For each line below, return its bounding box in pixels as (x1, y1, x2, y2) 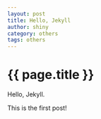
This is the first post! (7, 104, 67, 113)
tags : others (7, 37, 46, 44)
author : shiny (7, 23, 49, 30)
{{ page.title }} (7, 67, 95, 83)
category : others (7, 30, 59, 37)
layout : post (7, 10, 46, 18)
